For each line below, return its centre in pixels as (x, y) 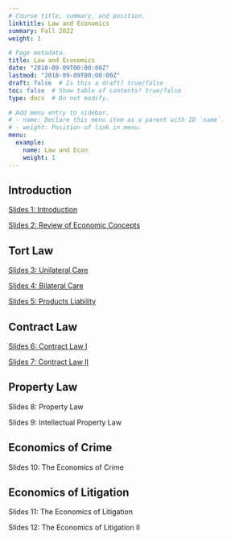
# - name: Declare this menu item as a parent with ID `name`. (117, 120)
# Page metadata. (37, 53)
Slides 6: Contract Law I (48, 346)
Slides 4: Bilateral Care (46, 286)
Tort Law (31, 251)
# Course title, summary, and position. (77, 16)
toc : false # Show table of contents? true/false (95, 90)
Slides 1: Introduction (43, 210)
